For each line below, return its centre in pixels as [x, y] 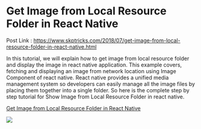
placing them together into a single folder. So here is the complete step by [98, 90]
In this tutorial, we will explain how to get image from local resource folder [98, 58]
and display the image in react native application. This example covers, [94, 65]
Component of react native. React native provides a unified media [88, 77]
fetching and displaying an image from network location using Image [91, 71]
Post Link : [19, 40]
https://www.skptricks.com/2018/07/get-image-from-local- [107, 40]
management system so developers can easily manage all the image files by [101, 84]
